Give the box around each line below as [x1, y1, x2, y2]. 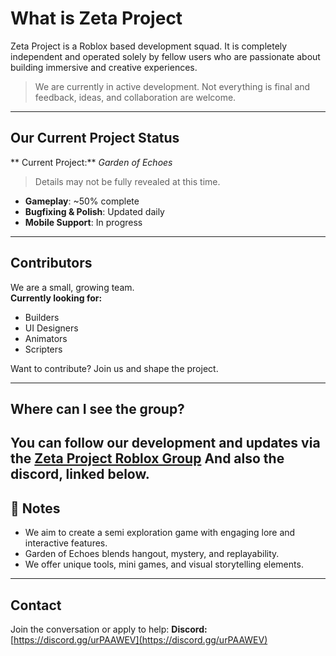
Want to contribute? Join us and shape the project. [10, 362, 219, 374]
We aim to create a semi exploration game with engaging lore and [24, 527, 296, 539]
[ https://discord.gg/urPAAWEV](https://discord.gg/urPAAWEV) [10, 633, 268, 646]
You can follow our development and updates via [10, 435, 321, 452]
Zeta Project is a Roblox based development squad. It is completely [10, 40, 288, 52]
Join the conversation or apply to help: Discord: [10, 623, 208, 635]
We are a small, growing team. [10, 281, 135, 293]
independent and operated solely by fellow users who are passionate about [10, 50, 321, 62]
